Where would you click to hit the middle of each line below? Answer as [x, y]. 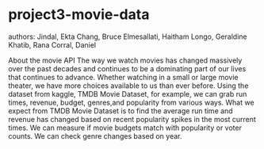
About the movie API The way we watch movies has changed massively [125, 60]
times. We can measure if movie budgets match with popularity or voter [125, 128]
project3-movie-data [79, 15]
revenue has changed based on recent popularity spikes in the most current [132, 119]
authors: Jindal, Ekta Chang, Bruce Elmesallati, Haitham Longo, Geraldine [128, 36]
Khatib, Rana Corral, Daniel [52, 44]
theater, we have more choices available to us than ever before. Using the [128, 86]
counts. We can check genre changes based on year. [95, 136]
